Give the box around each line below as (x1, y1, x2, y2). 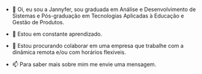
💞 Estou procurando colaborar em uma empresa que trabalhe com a (12, 42, 184, 49)
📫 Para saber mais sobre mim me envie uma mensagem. (12, 61, 157, 68)
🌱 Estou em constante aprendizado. (12, 30, 102, 38)
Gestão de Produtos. (12, 19, 64, 25)
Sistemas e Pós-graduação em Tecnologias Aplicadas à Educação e (12, 12, 184, 19)
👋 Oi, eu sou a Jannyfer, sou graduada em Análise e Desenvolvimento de (12, 6, 196, 13)
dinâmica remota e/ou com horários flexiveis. (12, 49, 127, 56)
